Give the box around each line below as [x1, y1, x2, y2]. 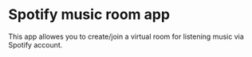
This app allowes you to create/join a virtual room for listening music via [8, 32, 245, 41]
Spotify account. [8, 40, 63, 49]
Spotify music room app [8, 6, 170, 24]
